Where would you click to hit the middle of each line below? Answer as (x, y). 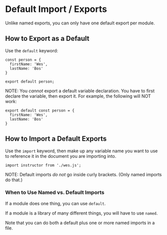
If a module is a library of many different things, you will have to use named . (82, 213)
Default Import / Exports (56, 9)
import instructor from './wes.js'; (43, 165)
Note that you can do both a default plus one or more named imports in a (80, 223)
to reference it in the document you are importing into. (61, 156)
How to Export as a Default (47, 39)
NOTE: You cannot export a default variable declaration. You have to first (80, 91)
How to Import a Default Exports (56, 139)
